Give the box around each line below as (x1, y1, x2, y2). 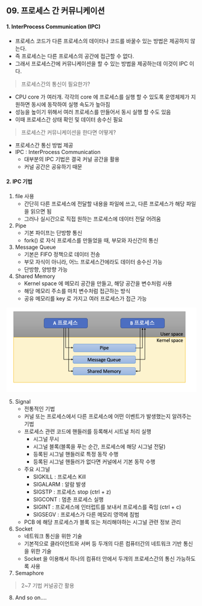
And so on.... (14, 594, 47, 601)
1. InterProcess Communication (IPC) (6, 23, 101, 30)
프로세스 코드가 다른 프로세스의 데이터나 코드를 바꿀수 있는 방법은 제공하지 (14, 37, 189, 44)
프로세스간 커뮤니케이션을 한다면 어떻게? (21, 129, 116, 136)
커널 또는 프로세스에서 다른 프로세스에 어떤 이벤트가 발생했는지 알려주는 (24, 413, 192, 420)
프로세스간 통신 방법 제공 (14, 141, 74, 149)
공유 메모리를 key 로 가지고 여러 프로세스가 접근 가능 (24, 295, 147, 302)
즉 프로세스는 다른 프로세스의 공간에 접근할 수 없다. (14, 52, 134, 59)
